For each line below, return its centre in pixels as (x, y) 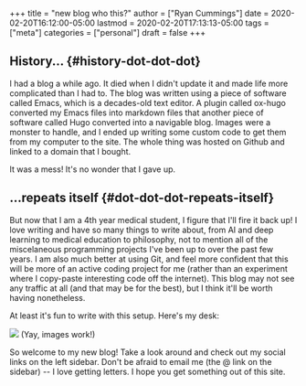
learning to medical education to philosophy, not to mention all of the (139, 239)
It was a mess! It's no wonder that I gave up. (93, 169)
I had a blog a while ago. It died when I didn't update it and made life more (149, 83)
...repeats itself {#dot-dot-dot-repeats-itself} (142, 198)
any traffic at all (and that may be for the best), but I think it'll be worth (141, 288)
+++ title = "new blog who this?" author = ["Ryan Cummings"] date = (139, 13)
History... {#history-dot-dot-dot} (105, 62)
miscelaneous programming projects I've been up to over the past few (142, 249)
